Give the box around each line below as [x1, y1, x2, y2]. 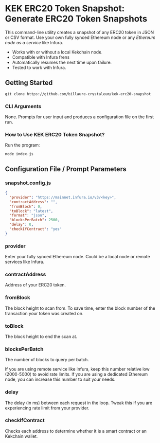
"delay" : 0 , [9, 222, 34, 227]
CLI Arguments [5, 103, 41, 109]
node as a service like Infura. [5, 39, 63, 45]
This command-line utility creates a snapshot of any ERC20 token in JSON [5, 29, 154, 35]
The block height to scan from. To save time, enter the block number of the [5, 305, 156, 311]
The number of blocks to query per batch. [5, 357, 89, 363]
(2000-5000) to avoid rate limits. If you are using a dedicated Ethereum [5, 372, 148, 377]
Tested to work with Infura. [12, 64, 67, 71]
